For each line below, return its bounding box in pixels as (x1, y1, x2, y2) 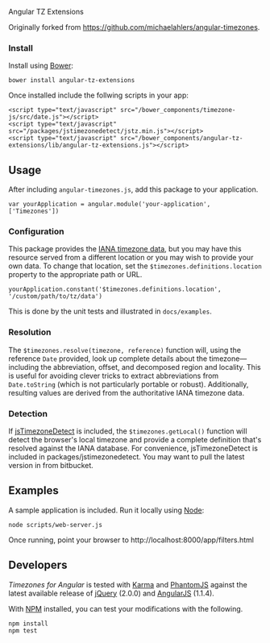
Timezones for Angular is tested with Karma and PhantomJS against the (8, 579, 247, 589)
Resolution (8, 326, 52, 338)
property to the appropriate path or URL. (8, 270, 143, 280)
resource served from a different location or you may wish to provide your (8, 253, 254, 263)
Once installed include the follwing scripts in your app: (8, 90, 189, 100)
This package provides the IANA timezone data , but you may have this (8, 244, 242, 254)
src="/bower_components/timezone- (119, 106, 236, 114)
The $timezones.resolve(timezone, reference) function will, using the (8, 345, 242, 355)
